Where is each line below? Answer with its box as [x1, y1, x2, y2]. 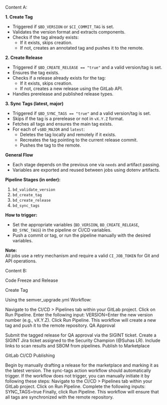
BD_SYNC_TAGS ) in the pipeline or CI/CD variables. [12, 227, 111, 233]
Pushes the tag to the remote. [19, 142, 81, 148]
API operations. [5, 258, 37, 264]
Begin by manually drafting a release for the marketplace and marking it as [5, 362, 159, 368]
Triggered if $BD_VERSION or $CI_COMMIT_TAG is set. [12, 24, 114, 30]
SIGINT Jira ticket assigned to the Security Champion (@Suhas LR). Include [5, 337, 161, 343]
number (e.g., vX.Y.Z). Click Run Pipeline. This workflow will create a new [5, 317, 156, 323]
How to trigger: [5, 212, 37, 218]
